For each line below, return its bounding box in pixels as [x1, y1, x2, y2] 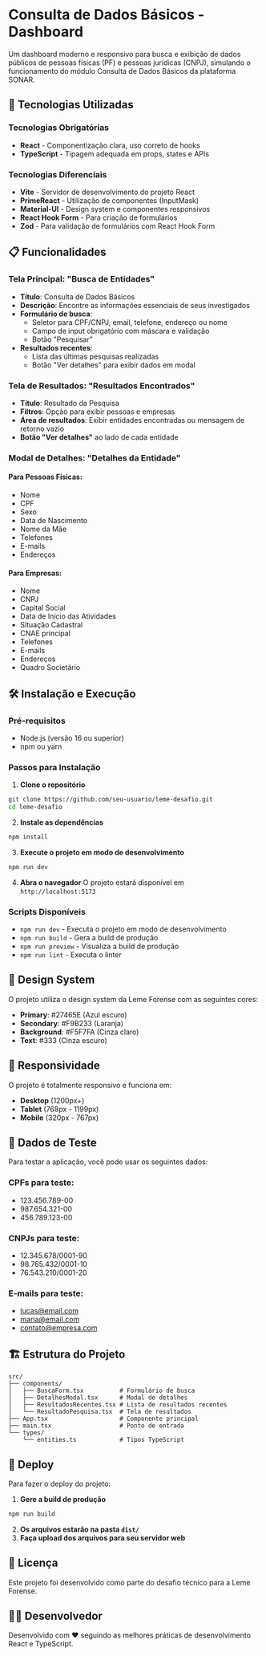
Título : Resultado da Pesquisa [19, 398, 120, 408]
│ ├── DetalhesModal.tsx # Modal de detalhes [8, 1394, 188, 1402]
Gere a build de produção [19, 1494, 107, 1504]
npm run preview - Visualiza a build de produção [19, 941, 179, 952]
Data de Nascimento [19, 516, 88, 526]
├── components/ [8, 1380, 62, 1388]
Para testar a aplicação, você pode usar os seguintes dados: [8, 1157, 208, 1167]
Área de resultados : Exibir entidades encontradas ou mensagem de [19, 415, 245, 424]
